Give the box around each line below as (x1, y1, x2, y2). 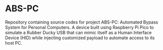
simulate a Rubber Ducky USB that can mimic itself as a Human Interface (5, 29, 152, 35)
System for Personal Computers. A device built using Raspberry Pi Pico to (5, 24, 154, 30)
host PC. (5, 40, 23, 46)
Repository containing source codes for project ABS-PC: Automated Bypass (5, 19, 158, 25)
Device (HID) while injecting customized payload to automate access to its (5, 35, 155, 41)
